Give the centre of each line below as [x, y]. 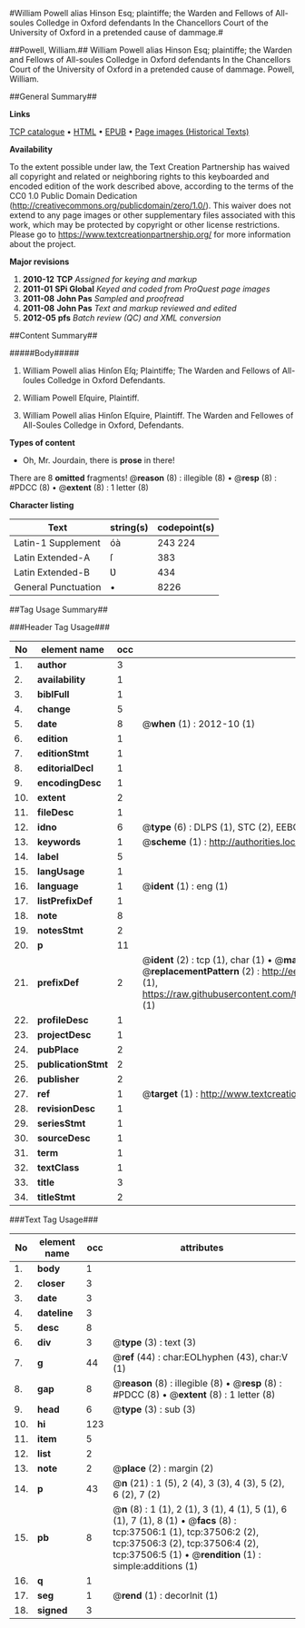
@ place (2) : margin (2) [163, 1468]
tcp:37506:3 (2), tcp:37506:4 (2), [186, 1543]
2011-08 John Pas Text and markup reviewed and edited [130, 308]
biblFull [54, 694]
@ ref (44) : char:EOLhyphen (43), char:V [201, 1357]
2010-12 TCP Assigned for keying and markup [110, 279]
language [58, 886]
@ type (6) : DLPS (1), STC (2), [208, 827]
